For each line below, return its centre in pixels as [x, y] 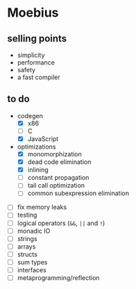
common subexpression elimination [78, 193]
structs [27, 254]
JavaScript [43, 139]
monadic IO [34, 231]
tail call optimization [56, 185]
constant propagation [58, 178]
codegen [30, 115]
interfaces [32, 270]
